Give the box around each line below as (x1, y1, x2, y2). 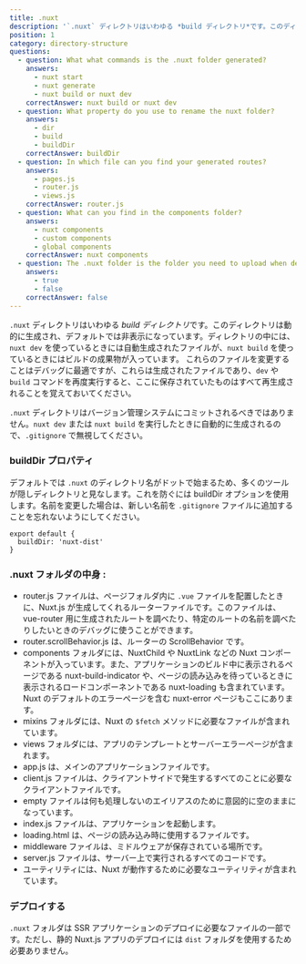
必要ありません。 (9, 945, 74, 957)
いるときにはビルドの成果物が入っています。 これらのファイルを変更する (16, 353, 290, 364)
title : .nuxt (9, 13, 59, 23)
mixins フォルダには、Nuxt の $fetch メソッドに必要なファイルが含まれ (22, 716, 291, 727)
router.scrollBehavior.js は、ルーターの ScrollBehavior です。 (22, 636, 250, 647)
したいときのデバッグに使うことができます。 (30, 625, 199, 636)
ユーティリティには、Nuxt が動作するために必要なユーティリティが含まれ (22, 864, 297, 875)
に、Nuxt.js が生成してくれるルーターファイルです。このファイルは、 (22, 602, 281, 613)
